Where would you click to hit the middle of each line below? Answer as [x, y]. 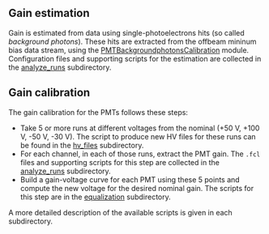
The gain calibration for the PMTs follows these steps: [98, 112]
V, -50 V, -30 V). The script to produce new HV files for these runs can [138, 136]
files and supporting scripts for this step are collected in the [120, 162]
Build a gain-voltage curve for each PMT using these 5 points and [130, 179]
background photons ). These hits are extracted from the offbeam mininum [132, 41]
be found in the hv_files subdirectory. [82, 145]
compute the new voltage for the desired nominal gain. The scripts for [137, 188]
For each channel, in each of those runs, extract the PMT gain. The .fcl [140, 154]
